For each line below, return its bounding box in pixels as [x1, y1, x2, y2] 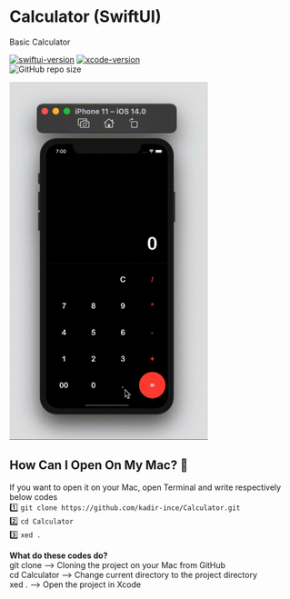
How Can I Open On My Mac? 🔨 [9, 457, 188, 474]
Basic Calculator [9, 36, 71, 47]
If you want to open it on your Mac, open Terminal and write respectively [9, 482, 282, 493]
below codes [9, 491, 58, 502]
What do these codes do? [9, 550, 108, 561]
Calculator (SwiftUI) [9, 6, 162, 27]
